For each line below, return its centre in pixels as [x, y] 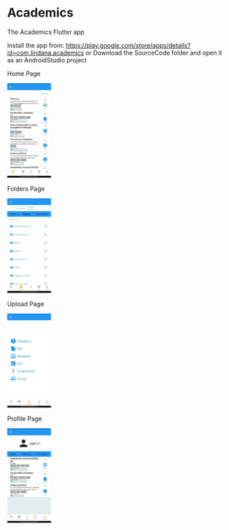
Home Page [24, 73]
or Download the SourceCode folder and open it [154, 53]
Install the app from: [36, 45]
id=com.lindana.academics [46, 53]
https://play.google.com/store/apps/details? [128, 45]
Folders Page [26, 189]
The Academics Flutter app [46, 32]
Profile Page [25, 419]
